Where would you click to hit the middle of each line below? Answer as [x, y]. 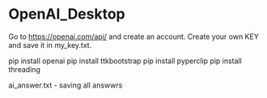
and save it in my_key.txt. [50, 45]
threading [24, 69]
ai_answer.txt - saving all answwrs [66, 85]
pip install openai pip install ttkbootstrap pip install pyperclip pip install [125, 61]
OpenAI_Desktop [67, 14]
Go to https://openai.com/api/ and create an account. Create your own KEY [133, 36]
